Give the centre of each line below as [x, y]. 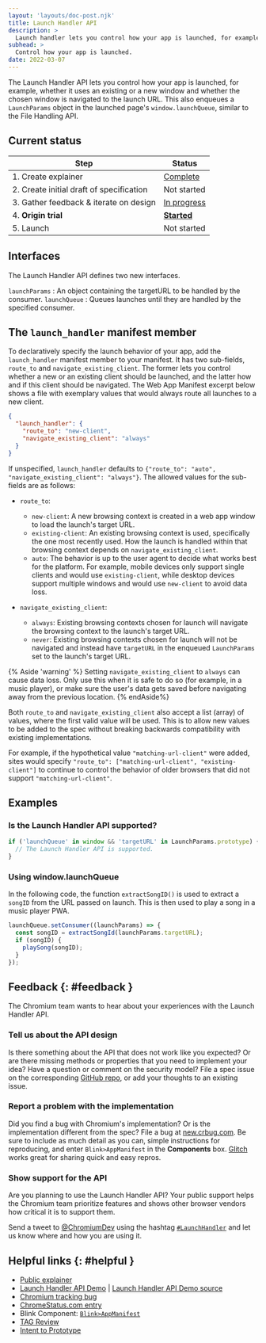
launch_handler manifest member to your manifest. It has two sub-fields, [127, 360]
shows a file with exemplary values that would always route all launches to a [133, 394]
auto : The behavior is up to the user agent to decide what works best [144, 558]
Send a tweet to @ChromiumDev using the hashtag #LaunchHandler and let [129, 1227]
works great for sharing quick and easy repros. [85, 1157]
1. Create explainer [47, 177]
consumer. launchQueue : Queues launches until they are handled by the [125, 299]
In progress [184, 202]
